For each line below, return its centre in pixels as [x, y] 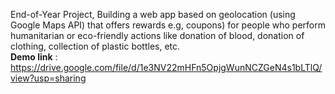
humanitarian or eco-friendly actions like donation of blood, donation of [157, 35]
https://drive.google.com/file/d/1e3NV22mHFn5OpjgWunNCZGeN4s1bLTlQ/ [166, 67]
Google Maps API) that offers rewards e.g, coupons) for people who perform [168, 25]
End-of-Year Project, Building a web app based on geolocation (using [153, 14]
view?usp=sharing [48, 78]
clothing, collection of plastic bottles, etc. [95, 46]
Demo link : [34, 57]
